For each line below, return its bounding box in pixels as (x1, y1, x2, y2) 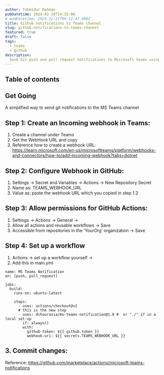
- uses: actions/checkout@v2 (18, 303, 78, 308)
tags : (5, 39, 16, 44)
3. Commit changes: (5, 347, 68, 355)
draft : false (5, 35, 32, 40)
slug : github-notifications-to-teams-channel (5, 25, 99, 30)
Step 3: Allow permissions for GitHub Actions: (5, 204, 148, 212)
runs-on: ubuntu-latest (14, 291, 62, 295)
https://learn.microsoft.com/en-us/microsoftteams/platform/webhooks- (12, 147, 156, 153)
